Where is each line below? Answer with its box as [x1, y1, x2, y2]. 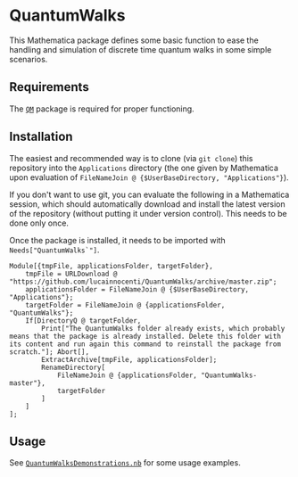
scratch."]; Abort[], [9, 347, 90, 357]
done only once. [9, 218, 70, 228]
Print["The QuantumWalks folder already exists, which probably [41, 324, 286, 333]
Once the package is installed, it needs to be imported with [9, 234, 226, 245]
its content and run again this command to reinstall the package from [9, 340, 281, 349]
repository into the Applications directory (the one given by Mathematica [9, 162, 279, 173]
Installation [9, 129, 73, 144]
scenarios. [9, 53, 48, 64]
